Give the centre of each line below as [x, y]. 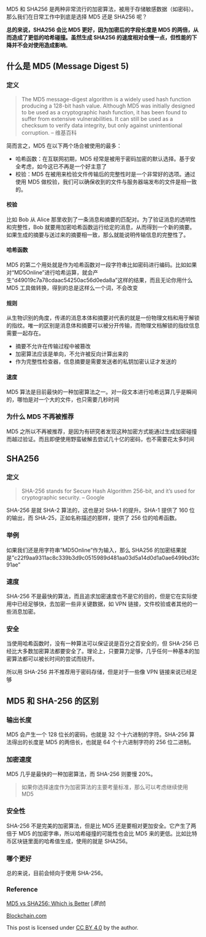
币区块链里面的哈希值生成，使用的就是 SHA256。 [69, 841]
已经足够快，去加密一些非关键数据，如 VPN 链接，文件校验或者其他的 [105, 604]
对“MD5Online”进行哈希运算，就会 [50, 273]
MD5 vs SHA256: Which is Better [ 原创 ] [56, 904]
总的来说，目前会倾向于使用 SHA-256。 [56, 873]
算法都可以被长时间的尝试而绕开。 [55, 659]
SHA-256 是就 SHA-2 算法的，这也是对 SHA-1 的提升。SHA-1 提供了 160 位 [101, 510]
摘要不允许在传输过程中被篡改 [53, 347]
